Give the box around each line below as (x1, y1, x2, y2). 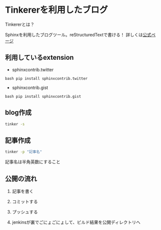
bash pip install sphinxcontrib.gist (5, 94, 81, 99)
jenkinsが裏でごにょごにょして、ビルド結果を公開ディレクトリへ (12, 219, 141, 225)
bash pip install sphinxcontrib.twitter (5, 76, 88, 81)
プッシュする (12, 209, 38, 214)
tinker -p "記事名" (5, 149, 42, 155)
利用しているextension (5, 53, 74, 62)
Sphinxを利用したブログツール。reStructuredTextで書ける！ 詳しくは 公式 (5, 32, 152, 37)
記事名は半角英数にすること (5, 159, 61, 165)
